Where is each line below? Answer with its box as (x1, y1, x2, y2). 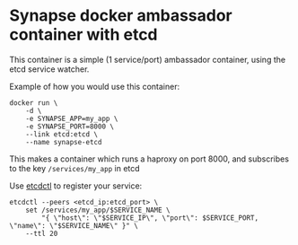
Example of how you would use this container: (9, 81, 180, 92)
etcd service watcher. (9, 64, 90, 74)
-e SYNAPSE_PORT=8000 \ (25, 122, 115, 131)
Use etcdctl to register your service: (9, 180, 143, 191)
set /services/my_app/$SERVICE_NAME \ (25, 206, 171, 214)
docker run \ (9, 98, 58, 108)
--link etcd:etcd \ (25, 129, 99, 139)
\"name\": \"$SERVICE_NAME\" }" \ (9, 221, 139, 230)
